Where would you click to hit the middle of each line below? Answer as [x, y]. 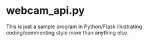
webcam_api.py [45, 11]
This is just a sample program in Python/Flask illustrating [74, 26]
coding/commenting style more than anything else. [67, 32]
